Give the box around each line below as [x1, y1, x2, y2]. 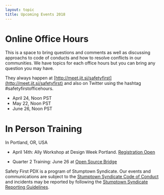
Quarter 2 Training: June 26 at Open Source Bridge [12, 159, 117, 165]
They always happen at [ [5, 75, 56, 81]
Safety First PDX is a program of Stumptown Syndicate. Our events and [5, 168, 151, 174]
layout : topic [5, 7, 35, 12]
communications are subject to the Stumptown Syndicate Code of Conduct [5, 174, 159, 180]
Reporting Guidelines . [5, 184, 50, 190]
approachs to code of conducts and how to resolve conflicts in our [5, 55, 142, 61]
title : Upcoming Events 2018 [5, 12, 66, 17]
